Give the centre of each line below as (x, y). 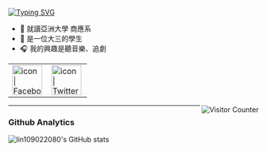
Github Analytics (42, 122)
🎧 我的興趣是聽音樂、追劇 (63, 48)
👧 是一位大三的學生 (51, 39)
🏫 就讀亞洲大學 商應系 (55, 29)
